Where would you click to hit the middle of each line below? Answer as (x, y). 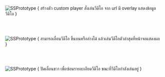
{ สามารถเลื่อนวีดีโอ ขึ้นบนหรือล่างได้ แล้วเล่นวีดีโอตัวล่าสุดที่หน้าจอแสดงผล (98, 38)
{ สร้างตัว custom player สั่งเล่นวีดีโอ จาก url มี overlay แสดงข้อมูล (96, 8)
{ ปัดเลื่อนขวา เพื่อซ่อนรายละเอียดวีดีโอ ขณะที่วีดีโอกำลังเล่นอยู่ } (89, 69)
